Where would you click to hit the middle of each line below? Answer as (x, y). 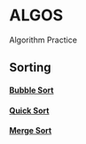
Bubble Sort (31, 90)
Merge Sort (31, 131)
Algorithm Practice (43, 40)
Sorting (30, 68)
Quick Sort (29, 110)
